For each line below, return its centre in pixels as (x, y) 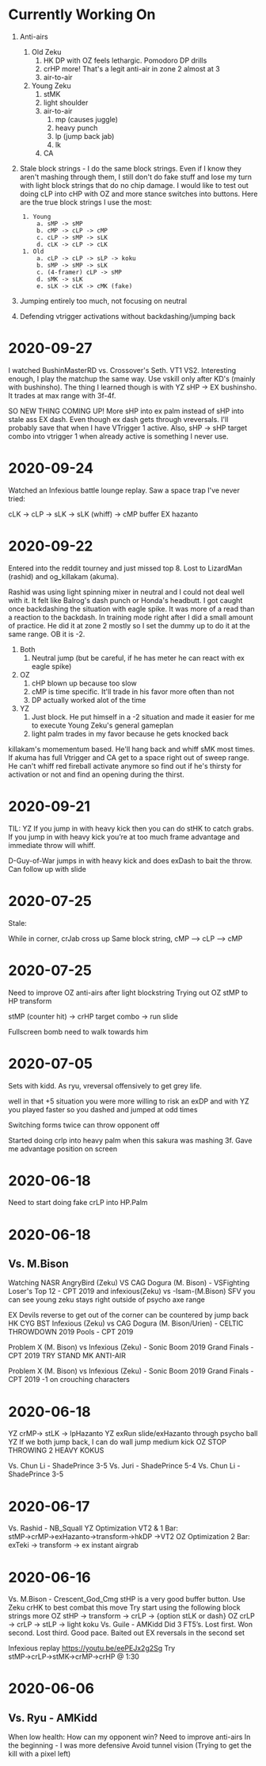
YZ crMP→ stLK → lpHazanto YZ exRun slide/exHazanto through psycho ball (133, 1434)
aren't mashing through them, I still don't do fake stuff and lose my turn (135, 177)
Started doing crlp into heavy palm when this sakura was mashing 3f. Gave (130, 1140)
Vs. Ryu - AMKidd (53, 1718)
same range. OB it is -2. (47, 634)
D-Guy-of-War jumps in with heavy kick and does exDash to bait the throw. (130, 860)
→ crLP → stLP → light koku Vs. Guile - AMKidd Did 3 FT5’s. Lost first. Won (131, 1625)
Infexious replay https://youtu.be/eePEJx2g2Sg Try (92, 1649)
